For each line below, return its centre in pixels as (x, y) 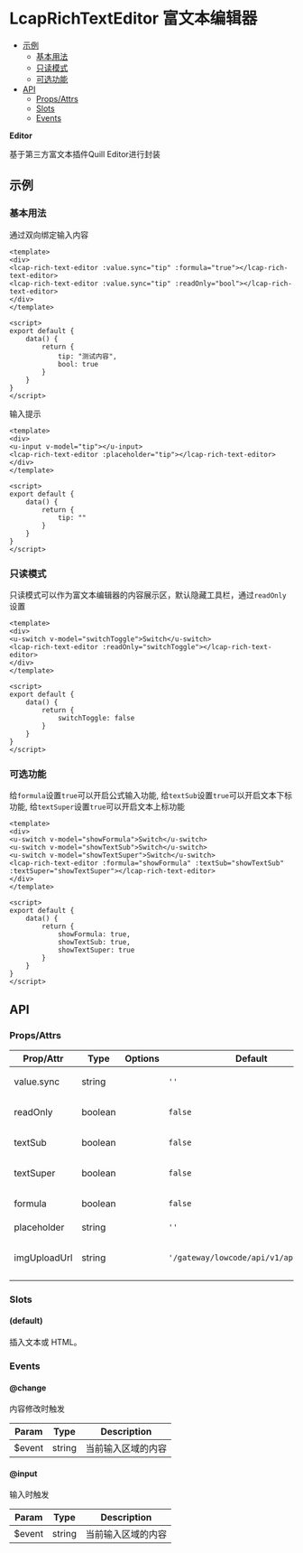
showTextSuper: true (96, 950)
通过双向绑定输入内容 (49, 235)
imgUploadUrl (43, 1258)
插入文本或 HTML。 (46, 1343)
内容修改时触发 (37, 1409)
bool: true (78, 364)
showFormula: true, (94, 935)
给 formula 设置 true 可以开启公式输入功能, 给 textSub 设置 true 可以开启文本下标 (151, 795)
